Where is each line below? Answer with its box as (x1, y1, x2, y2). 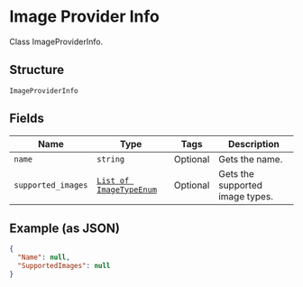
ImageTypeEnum (96, 184, 158, 195)
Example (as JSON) (9, 220, 120, 236)
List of (96, 175, 130, 186)
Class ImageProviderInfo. (9, 36, 104, 47)
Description (228, 137, 280, 150)
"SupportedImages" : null (17, 262, 111, 271)
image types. (217, 190, 273, 202)
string (96, 153, 125, 164)
